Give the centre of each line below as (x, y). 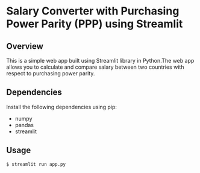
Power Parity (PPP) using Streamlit (95, 24)
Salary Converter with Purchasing (93, 11)
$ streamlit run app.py (36, 164)
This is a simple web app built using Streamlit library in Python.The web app (100, 61)
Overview (25, 46)
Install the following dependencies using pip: (62, 107)
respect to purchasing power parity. (51, 73)
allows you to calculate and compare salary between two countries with (95, 67)
